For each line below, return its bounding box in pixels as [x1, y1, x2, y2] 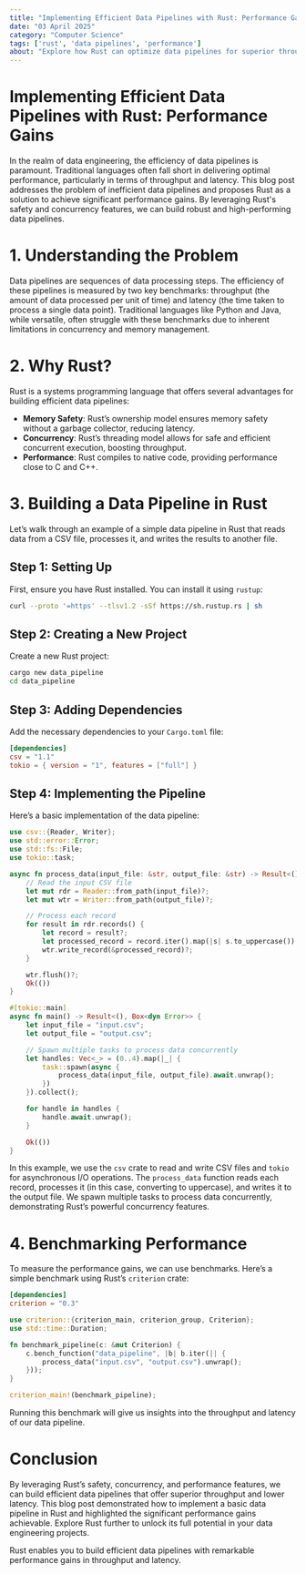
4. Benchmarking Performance [9, 1233, 248, 1253]
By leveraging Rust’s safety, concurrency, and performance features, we [9, 1479, 280, 1489]
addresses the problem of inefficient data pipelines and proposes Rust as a [9, 184, 291, 196]
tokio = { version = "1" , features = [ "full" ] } [9, 761, 198, 770]
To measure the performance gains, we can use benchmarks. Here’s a [9, 1263, 273, 1274]
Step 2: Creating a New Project [9, 626, 188, 642]
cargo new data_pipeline [9, 669, 104, 678]
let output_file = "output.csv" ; [25, 1028, 153, 1038]
